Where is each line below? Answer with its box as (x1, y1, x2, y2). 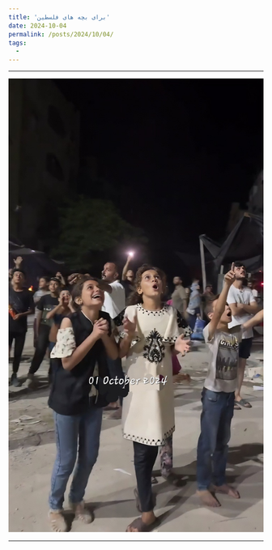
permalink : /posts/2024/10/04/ (8, 30, 114, 38)
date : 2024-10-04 (8, 21, 67, 30)
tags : (8, 39, 27, 47)
